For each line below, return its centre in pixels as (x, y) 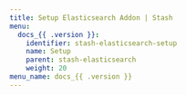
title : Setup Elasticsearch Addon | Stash (91, 18)
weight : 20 (46, 69)
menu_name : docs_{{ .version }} (71, 77)
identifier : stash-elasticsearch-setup (102, 43)
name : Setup (48, 52)
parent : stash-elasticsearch (81, 60)
